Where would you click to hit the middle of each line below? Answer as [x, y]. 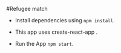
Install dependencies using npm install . [65, 20]
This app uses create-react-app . [56, 32]
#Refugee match [27, 9]
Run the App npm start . [44, 44]
